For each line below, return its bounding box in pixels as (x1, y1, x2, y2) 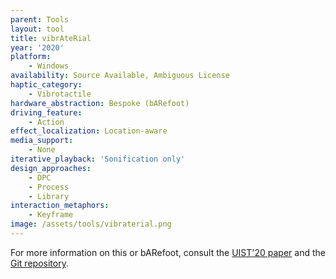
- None (28, 145, 56, 155)
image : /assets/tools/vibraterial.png (10, 219, 172, 230)
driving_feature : (10, 107, 83, 118)
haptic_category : (10, 80, 83, 90)
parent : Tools (10, 14, 70, 25)
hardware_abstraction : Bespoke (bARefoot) (10, 98, 190, 108)
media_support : (10, 136, 74, 146)
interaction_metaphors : (10, 201, 110, 211)
